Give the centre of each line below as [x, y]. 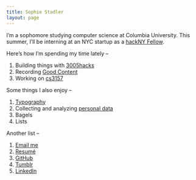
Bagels [24, 115]
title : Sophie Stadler [35, 12]
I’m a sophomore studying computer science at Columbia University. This [98, 35]
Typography [30, 102]
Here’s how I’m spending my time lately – [57, 53]
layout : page [23, 18]
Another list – [23, 133]
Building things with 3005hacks [54, 65]
